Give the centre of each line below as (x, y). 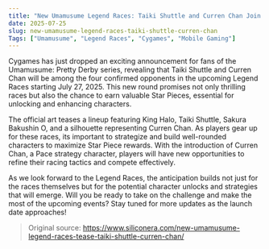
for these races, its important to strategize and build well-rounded (118, 137)
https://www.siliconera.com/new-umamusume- (161, 228)
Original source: (55, 228)
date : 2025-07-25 (37, 23)
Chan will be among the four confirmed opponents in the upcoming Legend (133, 78)
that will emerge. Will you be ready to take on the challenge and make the (130, 195)
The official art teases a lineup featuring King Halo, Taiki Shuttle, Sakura (128, 120)
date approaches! (37, 212)
